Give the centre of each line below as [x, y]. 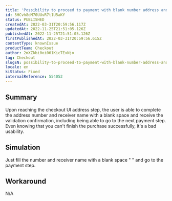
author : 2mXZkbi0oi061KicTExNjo [40, 53]
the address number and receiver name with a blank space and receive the [84, 115]
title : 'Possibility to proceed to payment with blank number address [82, 10]
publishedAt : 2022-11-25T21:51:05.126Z [48, 34]
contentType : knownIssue [32, 43]
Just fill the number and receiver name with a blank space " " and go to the [84, 160]
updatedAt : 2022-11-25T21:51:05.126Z [46, 29]
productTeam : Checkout [29, 48]
